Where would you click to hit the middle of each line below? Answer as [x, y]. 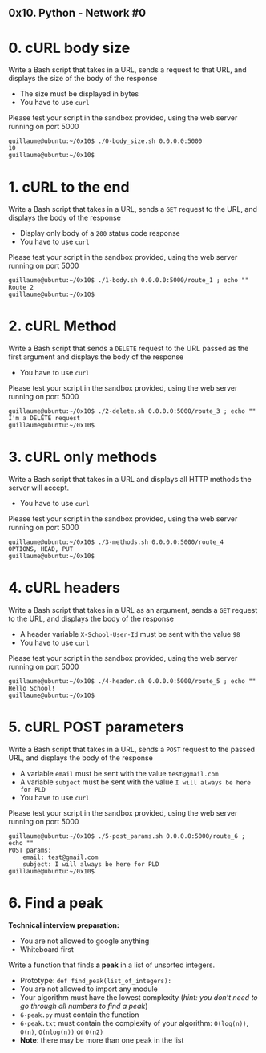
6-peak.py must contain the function [79, 1015]
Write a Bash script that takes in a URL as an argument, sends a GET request [133, 610]
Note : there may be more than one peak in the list [102, 1040]
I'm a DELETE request [44, 419]
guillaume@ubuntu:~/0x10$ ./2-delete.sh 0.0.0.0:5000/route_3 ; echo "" [132, 411]
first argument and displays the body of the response [96, 357]
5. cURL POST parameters [96, 727]
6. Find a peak [56, 903]
